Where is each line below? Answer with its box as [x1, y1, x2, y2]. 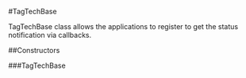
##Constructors [8, 46, 60, 54]
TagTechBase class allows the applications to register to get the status [8, 22, 239, 31]
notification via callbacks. [8, 31, 92, 39]
